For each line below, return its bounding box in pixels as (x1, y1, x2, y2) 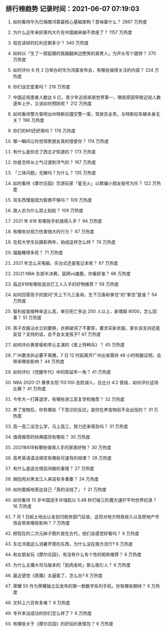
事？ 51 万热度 (12, 314, 41, 320)
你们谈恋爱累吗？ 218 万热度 (12, 84, 71, 90)
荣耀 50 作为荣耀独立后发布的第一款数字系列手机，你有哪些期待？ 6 (12, 583, 150, 589)
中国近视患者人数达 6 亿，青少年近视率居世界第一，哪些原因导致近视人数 (12, 94, 161, 100)
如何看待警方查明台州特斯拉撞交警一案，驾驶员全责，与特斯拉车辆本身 (12, 111, 156, 117)
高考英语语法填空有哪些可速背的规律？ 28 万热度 (12, 455, 112, 461)
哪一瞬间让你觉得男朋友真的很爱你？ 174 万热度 (12, 138, 109, 144)
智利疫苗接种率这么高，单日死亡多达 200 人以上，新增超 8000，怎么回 (12, 308, 157, 314)
